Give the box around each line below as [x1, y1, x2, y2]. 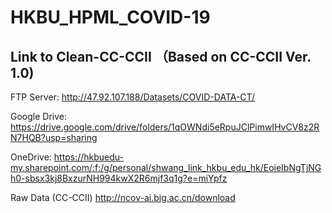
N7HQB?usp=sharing [10, 132, 98, 143]
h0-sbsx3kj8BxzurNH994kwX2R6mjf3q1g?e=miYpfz [10, 172, 228, 184]
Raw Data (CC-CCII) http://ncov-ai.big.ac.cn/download [10, 192, 236, 203]
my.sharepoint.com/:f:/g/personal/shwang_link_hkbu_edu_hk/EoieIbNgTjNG [10, 162, 322, 173]
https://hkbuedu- [53, 151, 125, 163]
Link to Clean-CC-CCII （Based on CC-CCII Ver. [10, 48, 312, 65]
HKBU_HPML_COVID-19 [10, 6, 211, 29]
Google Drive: [10, 111, 68, 122]
